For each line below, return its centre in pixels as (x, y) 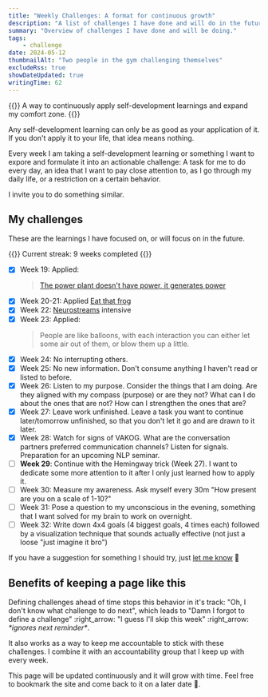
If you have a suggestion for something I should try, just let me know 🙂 (124, 558)
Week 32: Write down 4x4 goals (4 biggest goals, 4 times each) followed (140, 525)
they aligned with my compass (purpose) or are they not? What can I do (138, 394)
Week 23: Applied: (50, 319)
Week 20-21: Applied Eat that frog (75, 301)
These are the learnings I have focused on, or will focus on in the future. (126, 239)
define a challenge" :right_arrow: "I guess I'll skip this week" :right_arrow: (128, 619)
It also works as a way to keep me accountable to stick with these (116, 643)
